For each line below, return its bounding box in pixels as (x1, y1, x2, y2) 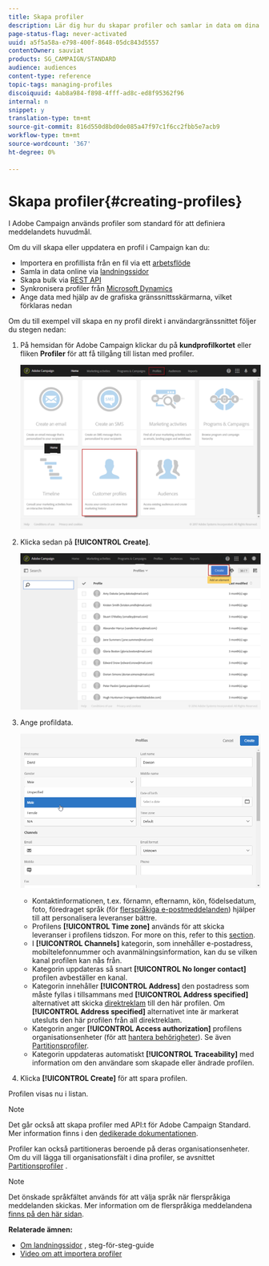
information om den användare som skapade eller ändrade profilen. (31, 1058, 255, 1068)
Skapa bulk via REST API (19, 275, 102, 285)
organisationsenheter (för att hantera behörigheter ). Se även (31, 1033, 231, 1042)
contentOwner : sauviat (8, 47, 84, 55)
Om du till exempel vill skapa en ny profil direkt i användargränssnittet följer (8, 317, 257, 326)
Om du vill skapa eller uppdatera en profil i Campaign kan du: (8, 243, 211, 253)
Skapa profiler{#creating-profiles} (8, 192, 243, 210)
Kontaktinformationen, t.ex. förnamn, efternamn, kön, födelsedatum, (31, 896, 256, 906)
